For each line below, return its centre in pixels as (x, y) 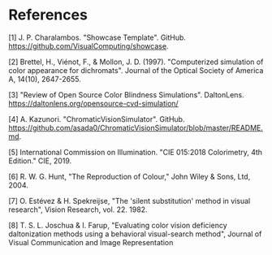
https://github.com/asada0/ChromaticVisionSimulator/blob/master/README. (136, 127)
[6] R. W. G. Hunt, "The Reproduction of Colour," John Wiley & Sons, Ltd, (130, 176)
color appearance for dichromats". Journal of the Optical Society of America (136, 70)
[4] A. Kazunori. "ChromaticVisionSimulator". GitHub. (97, 119)
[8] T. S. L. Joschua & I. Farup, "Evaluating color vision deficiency (118, 225)
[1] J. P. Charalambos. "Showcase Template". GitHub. (97, 37)
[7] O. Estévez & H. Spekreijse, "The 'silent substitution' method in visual (130, 201)
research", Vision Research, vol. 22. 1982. (78, 210)
